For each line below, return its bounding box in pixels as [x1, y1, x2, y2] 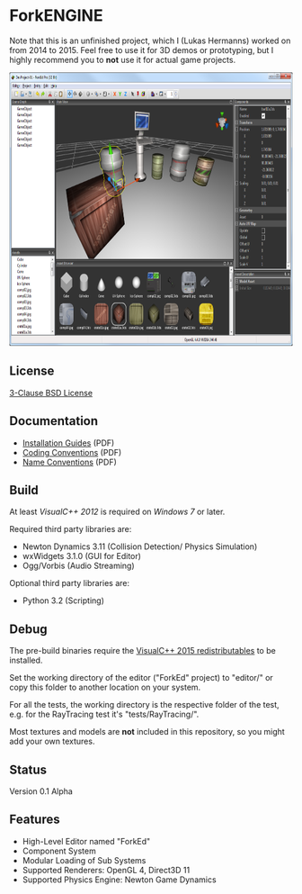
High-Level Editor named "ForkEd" [22, 835, 151, 846]
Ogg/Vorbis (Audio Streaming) [22, 560, 135, 572]
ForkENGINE [9, 5, 103, 26]
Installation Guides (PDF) [22, 438, 115, 448]
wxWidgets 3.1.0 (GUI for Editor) [22, 551, 142, 562]
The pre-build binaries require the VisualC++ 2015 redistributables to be [9, 646, 276, 656]
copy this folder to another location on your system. [9, 682, 201, 693]
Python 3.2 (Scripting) [22, 595, 105, 606]
